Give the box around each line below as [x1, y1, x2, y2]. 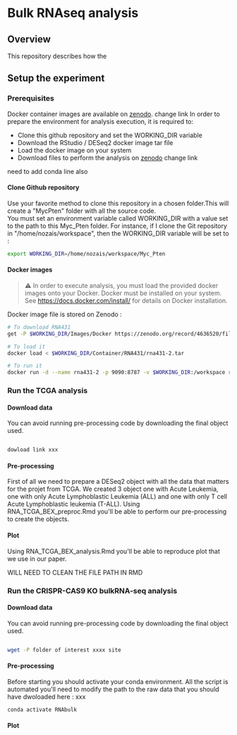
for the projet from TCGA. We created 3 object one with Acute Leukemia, [7, 485, 219, 493]
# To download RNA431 [7, 323, 71, 330]
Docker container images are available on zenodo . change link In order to [7, 110, 220, 118]
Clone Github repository [7, 183, 80, 192]
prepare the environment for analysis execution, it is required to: [7, 117, 194, 125]
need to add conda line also [7, 167, 88, 175]
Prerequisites [7, 93, 54, 103]
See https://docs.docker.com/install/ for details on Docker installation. [24, 296, 228, 305]
